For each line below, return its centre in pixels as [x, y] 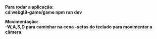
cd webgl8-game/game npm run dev [44, 12]
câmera [13, 32]
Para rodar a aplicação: [29, 7]
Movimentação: [22, 22]
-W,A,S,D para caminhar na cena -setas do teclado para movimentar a [79, 27]
